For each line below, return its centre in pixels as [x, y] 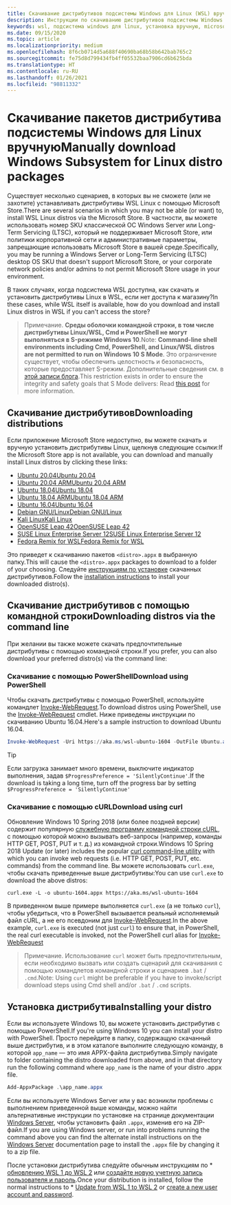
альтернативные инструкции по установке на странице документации [111, 1115]
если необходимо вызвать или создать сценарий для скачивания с [123, 963]
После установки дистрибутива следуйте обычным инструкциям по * [110, 1165]
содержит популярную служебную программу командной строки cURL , [113, 829]
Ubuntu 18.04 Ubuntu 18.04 [55, 490]
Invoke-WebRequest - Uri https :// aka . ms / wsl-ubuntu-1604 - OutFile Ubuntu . [115, 742]
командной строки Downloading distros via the [111, 617]
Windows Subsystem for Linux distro [115, 162]
